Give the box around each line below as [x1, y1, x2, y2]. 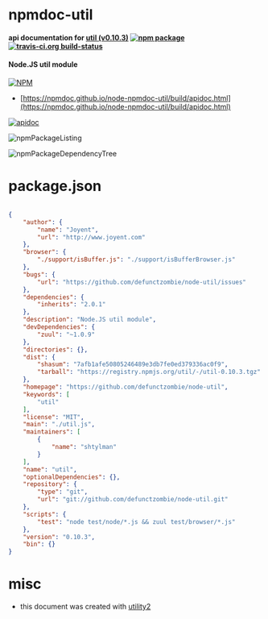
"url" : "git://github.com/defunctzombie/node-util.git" [37, 496, 229, 504]
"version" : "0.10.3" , [23, 533, 95, 541]
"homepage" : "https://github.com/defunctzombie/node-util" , [23, 383, 229, 392]
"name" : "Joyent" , [37, 226, 99, 234]
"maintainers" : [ [23, 428, 81, 436]
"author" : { [23, 218, 63, 226]
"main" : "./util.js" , [23, 421, 95, 429]
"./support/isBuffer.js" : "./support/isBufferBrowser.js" [37, 255, 236, 264]
